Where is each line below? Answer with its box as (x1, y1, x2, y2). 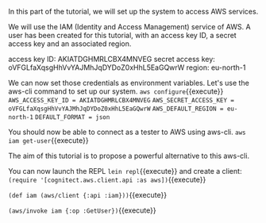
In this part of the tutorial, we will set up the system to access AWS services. (8, 7, 259, 16)
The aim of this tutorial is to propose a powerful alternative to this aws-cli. (8, 151, 250, 160)
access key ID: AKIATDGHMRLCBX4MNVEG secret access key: (8, 55, 216, 63)
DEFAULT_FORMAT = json (35, 113, 110, 121)
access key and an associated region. (8, 39, 132, 48)
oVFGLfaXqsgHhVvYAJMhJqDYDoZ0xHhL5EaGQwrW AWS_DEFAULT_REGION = (8, 105, 224, 113)
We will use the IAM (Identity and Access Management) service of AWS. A (8, 22, 252, 31)
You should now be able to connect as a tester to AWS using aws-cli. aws (8, 127, 246, 136)
